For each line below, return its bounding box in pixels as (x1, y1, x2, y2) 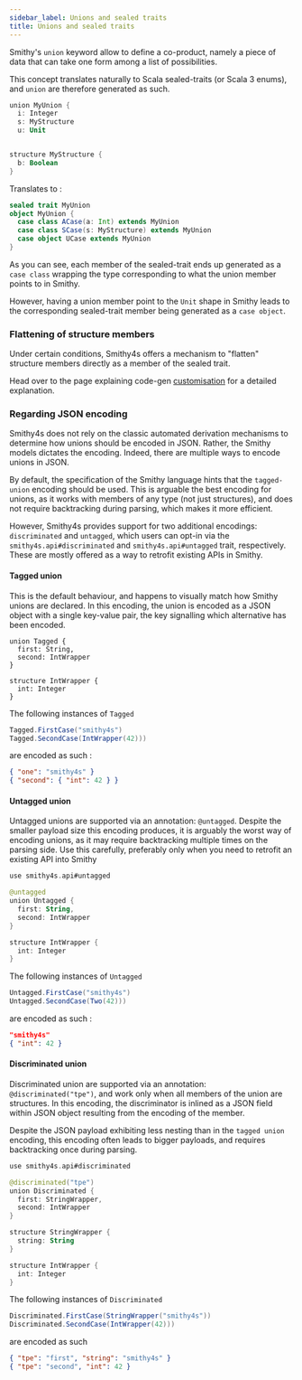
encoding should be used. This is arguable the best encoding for (31, 484, 272, 495)
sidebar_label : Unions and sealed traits (9, 13, 168, 23)
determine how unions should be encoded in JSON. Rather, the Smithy (9, 437, 271, 448)
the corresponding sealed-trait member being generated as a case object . (9, 305, 286, 316)
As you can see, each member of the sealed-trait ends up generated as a (9, 258, 281, 269)
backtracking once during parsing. (9, 1144, 138, 1155)
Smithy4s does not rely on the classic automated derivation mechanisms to (9, 428, 288, 439)
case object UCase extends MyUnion (17, 234, 151, 244)
